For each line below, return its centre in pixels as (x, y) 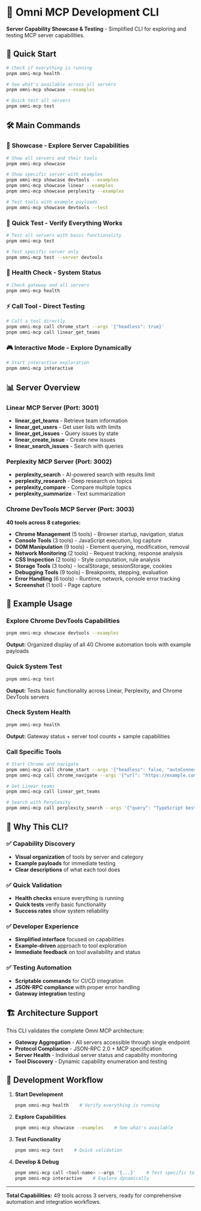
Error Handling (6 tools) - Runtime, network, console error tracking (98, 578)
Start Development (39, 1094)
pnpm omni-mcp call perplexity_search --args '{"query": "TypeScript (95, 808)
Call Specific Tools (34, 751)
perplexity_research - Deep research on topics (73, 481)
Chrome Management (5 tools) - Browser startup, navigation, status (99, 534)
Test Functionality (38, 1139)
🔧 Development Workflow (55, 1080)
